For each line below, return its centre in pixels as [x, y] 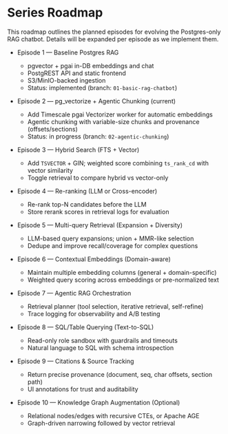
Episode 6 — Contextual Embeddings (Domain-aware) [94, 259]
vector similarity [50, 170]
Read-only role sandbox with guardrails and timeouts [102, 340]
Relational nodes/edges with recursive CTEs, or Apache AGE [113, 415]
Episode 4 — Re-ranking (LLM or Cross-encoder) [87, 191]
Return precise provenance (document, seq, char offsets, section [120, 374]
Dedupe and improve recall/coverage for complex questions [113, 245]
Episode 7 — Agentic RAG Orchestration [74, 293]
